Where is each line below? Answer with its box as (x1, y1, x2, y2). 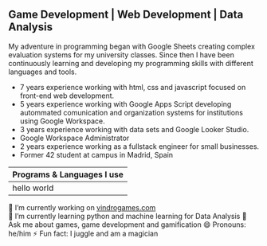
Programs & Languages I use (12, 169, 124, 180)
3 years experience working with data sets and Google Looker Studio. (19, 124, 249, 134)
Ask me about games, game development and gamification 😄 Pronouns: (8, 220, 246, 229)
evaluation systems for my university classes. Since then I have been (8, 49, 235, 60)
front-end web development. (19, 91, 115, 100)
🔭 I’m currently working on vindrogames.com (8, 202, 156, 212)
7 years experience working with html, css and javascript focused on (19, 82, 246, 92)
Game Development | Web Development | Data (8, 8, 244, 21)
